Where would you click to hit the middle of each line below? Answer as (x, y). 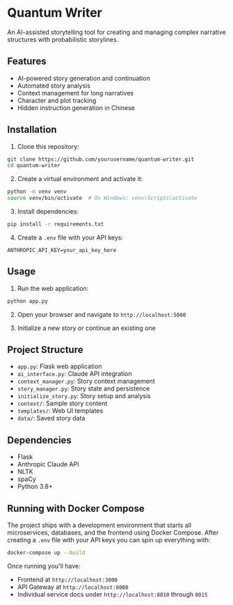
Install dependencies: (48, 212)
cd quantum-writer (34, 166)
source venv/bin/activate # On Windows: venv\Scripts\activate (102, 198)
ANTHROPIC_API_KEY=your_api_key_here (62, 250)
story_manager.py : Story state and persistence (83, 388)
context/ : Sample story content (62, 403)
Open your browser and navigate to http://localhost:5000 (102, 314)
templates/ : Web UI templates (60, 411)
